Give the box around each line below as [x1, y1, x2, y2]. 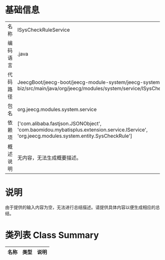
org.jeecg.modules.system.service [17, 106, 97, 112]
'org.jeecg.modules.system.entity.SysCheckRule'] [17, 132, 133, 139]
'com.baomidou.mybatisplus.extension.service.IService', [17, 126, 148, 133]
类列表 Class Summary [5, 230, 99, 241]
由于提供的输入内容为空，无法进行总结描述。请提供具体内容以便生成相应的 [5, 204, 156, 210]
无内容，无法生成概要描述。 [17, 154, 82, 161]
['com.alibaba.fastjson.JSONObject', [17, 120, 102, 127]
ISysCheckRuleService [17, 26, 70, 33]
